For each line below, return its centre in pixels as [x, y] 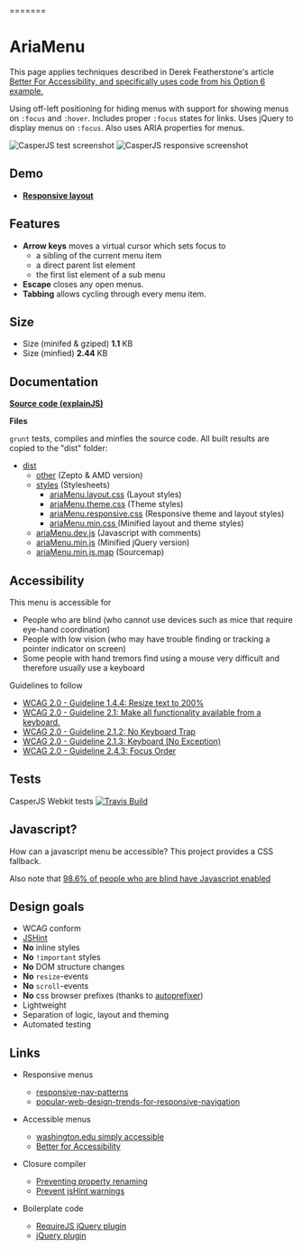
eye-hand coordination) [66, 630]
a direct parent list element [86, 265]
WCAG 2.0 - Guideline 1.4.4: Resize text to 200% [113, 703]
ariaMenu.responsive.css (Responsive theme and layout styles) [167, 514]
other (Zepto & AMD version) [89, 475]
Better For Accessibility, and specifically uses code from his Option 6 [137, 81]
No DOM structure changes [73, 967]
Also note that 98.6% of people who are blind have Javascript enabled [140, 879]
